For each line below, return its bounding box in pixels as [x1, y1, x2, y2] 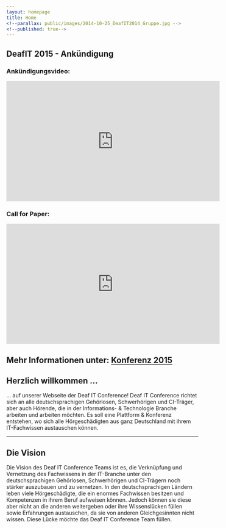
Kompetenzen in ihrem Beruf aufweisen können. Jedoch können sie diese [6, 496, 192, 504]
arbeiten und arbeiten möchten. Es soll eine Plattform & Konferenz [6, 411, 172, 419]
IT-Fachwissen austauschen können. [6, 424, 99, 432]
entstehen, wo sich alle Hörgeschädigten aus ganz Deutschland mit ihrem [6, 418, 191, 425]
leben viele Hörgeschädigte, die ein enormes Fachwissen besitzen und [6, 490, 184, 497]
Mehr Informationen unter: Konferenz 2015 [6, 355, 172, 365]
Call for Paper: [6, 209, 50, 218]
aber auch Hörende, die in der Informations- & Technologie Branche [6, 405, 177, 412]
